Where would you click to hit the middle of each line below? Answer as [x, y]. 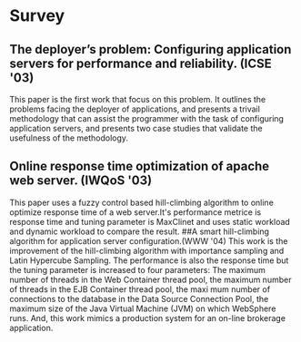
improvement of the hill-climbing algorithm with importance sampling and [147, 250]
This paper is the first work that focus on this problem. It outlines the [138, 99]
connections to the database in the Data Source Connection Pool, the [139, 298]
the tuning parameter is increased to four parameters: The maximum [138, 269]
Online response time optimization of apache [140, 166]
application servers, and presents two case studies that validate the [136, 128]
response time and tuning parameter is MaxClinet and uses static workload [150, 221]
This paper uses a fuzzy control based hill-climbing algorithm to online [142, 202]
